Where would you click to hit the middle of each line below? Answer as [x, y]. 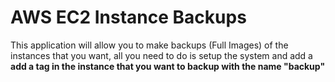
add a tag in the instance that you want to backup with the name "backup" [168, 66]
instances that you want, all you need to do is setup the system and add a [161, 55]
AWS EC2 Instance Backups [128, 17]
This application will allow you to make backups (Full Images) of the [149, 45]
